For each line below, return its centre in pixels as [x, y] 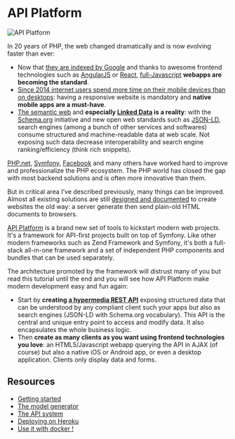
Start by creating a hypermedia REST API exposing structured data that [121, 300]
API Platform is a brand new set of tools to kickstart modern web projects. [114, 227]
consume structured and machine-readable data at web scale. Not [114, 134]
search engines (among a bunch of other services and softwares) [112, 127]
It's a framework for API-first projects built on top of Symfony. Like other [112, 235]
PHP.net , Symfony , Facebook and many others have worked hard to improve [117, 163]
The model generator [48, 406]
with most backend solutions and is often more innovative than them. [107, 178]
